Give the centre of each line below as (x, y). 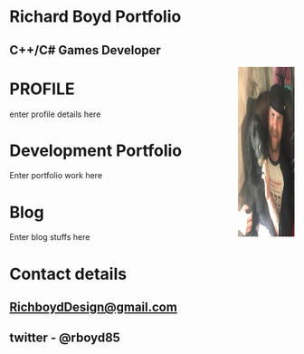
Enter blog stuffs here (50, 237)
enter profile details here (55, 114)
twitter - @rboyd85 (65, 338)
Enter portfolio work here (56, 176)
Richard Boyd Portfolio (95, 17)
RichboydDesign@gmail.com (94, 306)
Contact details (68, 274)
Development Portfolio (96, 150)
